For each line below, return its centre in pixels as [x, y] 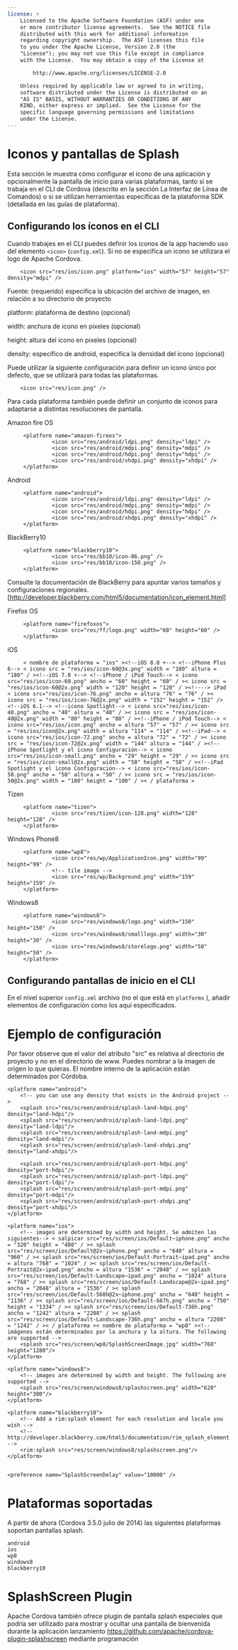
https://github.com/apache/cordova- [161, 1632]
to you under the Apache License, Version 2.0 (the [98, 47]
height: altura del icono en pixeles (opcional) [72, 340]
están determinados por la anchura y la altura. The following [131, 1332]
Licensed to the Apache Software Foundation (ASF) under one [112, 21]
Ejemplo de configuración [84, 1034]
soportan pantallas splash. [46, 1531]
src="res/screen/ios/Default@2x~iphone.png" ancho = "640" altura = [110, 1251]
